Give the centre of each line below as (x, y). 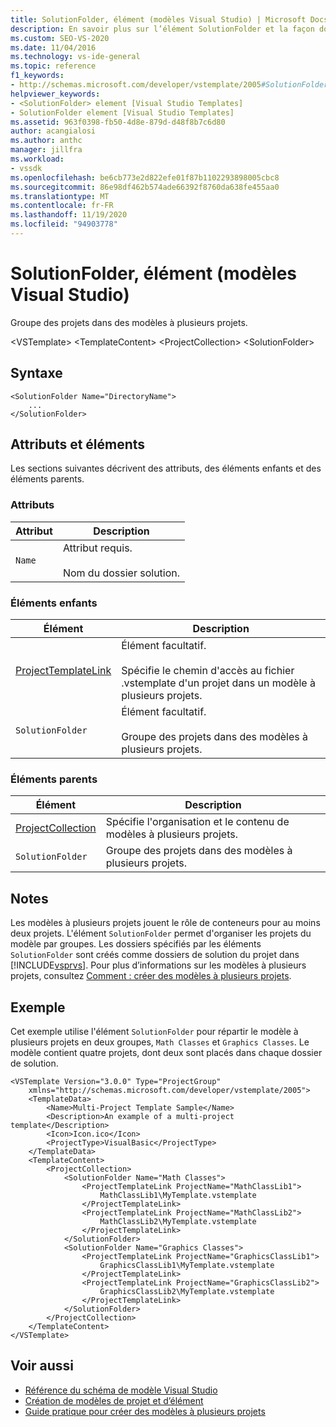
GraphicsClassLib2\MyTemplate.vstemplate (187, 1291)
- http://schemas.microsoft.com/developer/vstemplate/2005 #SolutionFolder (169, 85)
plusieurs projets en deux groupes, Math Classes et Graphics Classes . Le (160, 1042)
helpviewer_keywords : (55, 94)
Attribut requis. (97, 548)
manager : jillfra (46, 150)
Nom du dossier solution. (121, 573)
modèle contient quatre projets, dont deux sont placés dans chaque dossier (166, 1052)
